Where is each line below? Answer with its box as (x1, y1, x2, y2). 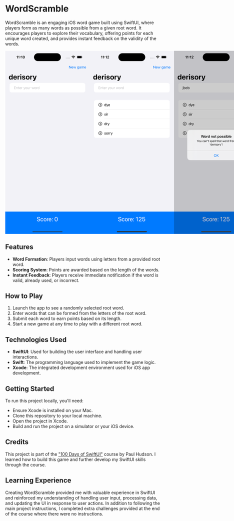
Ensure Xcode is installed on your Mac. (12, 407, 93, 413)
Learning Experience (5, 476, 71, 485)
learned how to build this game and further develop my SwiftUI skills (5, 456, 146, 462)
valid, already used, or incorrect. (12, 277, 80, 283)
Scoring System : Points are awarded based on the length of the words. (12, 266, 160, 272)
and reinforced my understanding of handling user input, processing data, (5, 494, 157, 500)
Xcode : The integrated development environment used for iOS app (12, 364, 150, 370)
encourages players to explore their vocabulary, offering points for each (5, 30, 153, 36)
